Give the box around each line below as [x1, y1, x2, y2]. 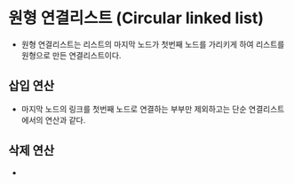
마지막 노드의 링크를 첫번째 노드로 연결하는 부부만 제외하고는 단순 [20, 103, 247, 114]
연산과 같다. [44, 114, 86, 125]
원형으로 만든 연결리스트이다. [20, 50, 122, 60]
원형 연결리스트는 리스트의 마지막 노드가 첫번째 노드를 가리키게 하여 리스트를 [20, 39, 285, 50]
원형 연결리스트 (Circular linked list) [8, 8, 264, 28]
